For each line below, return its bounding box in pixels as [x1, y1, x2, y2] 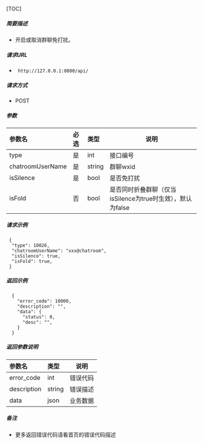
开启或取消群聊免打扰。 [14, 36, 74, 43]
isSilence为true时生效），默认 [109, 194, 192, 202]
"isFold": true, [11, 258, 53, 264]
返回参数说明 [6, 343, 38, 351]
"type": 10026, [11, 242, 50, 248]
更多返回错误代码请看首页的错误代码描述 [14, 431, 116, 438]
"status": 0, [22, 314, 56, 320]
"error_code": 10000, [17, 298, 71, 304]
